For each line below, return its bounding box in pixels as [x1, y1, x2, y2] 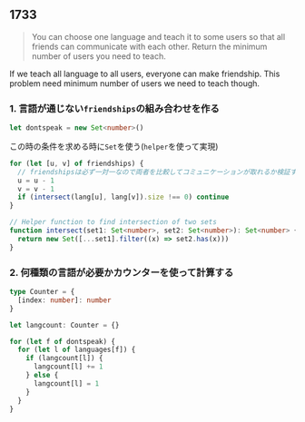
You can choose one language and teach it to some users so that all [31, 31, 286, 42]
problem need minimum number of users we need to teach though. [9, 77, 261, 89]
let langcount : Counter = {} [9, 320, 120, 329]
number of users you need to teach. [31, 50, 166, 62]
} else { [25, 371, 59, 380]
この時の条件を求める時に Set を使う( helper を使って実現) [9, 141, 219, 152]
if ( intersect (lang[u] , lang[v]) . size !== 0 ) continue [17, 192, 230, 202]
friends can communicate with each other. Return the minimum [31, 41, 268, 52]
